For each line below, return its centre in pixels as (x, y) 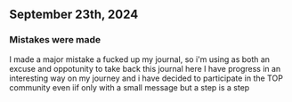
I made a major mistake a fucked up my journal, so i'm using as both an (139, 59)
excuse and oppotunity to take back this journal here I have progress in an (145, 68)
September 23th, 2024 (74, 15)
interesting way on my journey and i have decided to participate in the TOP (146, 78)
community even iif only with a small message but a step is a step (130, 87)
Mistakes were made (55, 40)
